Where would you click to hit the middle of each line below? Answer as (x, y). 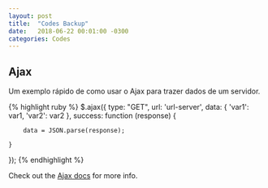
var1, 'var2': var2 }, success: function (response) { (92, 116)
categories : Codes (39, 39)
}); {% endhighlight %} (46, 160)
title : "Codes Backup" (49, 24)
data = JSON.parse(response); (74, 131)
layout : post (30, 16)
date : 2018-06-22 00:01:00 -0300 (69, 31)
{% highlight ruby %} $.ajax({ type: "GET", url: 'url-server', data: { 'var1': (129, 107)
